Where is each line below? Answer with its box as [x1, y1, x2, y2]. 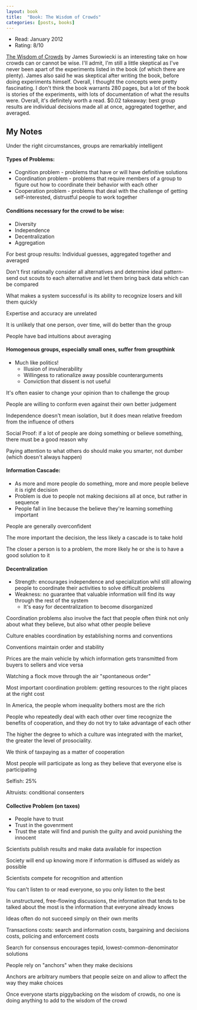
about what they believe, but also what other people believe [6, 621, 151, 628]
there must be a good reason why [6, 436, 88, 443]
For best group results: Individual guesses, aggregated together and [6, 251, 171, 258]
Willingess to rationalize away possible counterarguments [23, 371, 163, 378]
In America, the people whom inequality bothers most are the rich [6, 702, 165, 709]
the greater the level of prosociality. [6, 737, 92, 744]
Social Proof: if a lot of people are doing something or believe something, [6, 429, 183, 436]
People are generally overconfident [6, 523, 92, 529]
